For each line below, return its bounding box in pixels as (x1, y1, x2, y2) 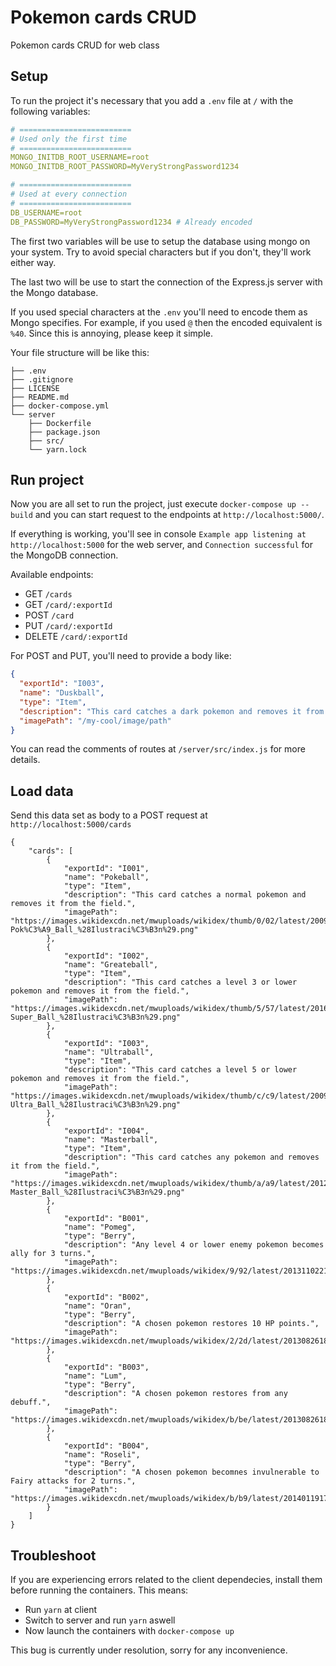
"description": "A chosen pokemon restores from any (63, 1389, 288, 1399)
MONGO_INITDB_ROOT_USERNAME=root (10, 152, 150, 163)
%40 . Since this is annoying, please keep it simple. (10, 327, 214, 339)
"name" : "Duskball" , (19, 688, 105, 698)
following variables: (10, 105, 91, 117)
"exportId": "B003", (63, 1362, 150, 1373)
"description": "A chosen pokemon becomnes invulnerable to (63, 1467, 320, 1478)
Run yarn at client (24, 1604, 98, 1616)
